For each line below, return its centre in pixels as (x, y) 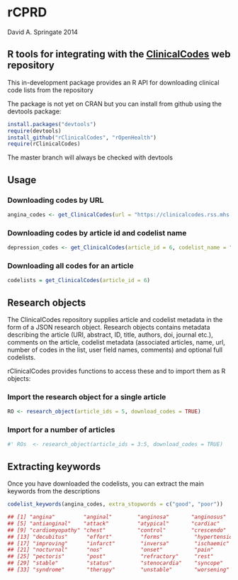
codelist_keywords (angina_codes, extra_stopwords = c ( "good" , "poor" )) (115, 504)
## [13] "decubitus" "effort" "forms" (85, 537)
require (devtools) (34, 131)
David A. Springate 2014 (42, 32)
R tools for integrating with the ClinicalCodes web (119, 54)
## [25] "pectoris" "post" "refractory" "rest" (110, 557)
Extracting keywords (54, 466)
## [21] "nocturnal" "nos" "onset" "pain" (110, 550)
